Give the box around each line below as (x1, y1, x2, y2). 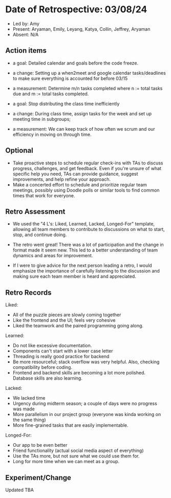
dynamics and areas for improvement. (12, 253, 93, 259)
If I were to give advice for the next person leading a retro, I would (12, 262, 152, 268)
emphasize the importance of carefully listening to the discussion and (12, 268, 160, 274)
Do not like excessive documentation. (12, 342, 92, 349)
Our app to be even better (12, 442, 68, 448)
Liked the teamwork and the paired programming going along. (12, 323, 144, 329)
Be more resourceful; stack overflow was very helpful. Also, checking (12, 359, 160, 365)
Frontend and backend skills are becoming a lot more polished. (12, 370, 146, 376)
